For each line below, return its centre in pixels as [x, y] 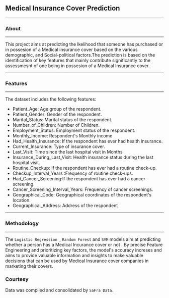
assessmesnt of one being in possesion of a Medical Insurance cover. [77, 66]
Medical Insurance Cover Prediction [63, 8]
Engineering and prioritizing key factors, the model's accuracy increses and [83, 250]
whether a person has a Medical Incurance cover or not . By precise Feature [84, 244]
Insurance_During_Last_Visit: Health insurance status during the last [83, 157]
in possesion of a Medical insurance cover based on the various [71, 49]
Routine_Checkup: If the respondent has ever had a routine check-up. [84, 168]
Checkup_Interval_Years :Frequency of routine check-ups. [73, 173]
